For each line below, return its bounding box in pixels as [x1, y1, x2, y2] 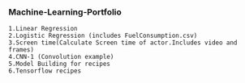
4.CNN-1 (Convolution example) [8, 53, 114, 61]
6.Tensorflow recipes [8, 67, 82, 75]
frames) [8, 46, 35, 54]
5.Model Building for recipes [8, 60, 111, 68]
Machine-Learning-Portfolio [8, 6, 122, 18]
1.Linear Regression [8, 25, 79, 33]
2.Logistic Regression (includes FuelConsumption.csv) [8, 31, 198, 40]
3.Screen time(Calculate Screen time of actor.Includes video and [8, 39, 238, 47]
